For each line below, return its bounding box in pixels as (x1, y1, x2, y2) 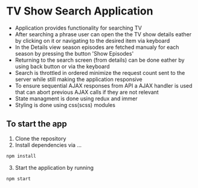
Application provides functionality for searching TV (14, 24, 142, 31)
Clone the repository (14, 135, 66, 142)
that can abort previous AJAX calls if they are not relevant (14, 88, 159, 96)
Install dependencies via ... (14, 141, 82, 149)
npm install (6, 153, 36, 159)
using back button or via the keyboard (14, 62, 110, 70)
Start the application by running (14, 164, 94, 171)
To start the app (6, 119, 68, 129)
